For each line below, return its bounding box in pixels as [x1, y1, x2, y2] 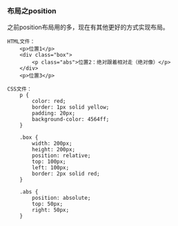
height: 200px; [32, 147, 76, 153]
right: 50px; [32, 207, 70, 214]
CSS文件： [7, 86, 32, 93]
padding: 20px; [32, 110, 76, 117]
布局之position [7, 6, 57, 15]
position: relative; [32, 152, 91, 160]
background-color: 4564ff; [32, 116, 110, 123]
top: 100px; [32, 158, 67, 165]
